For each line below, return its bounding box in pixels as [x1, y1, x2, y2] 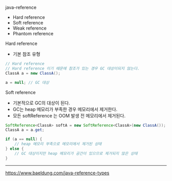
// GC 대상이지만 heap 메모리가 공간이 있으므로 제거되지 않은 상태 [14, 151, 138, 156]
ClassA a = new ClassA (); [5, 71, 60, 76]
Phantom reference [12, 31, 54, 36]
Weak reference [12, 25, 47, 31]
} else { [5, 146, 24, 151]
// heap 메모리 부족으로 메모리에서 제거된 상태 [14, 142, 102, 147]
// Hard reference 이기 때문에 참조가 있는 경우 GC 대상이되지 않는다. [5, 66, 140, 71]
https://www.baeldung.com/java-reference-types [5, 170, 110, 176]
